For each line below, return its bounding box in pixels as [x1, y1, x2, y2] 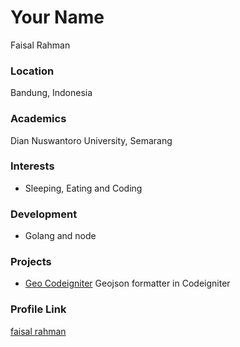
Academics [10, 112, 67, 126]
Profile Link [10, 302, 67, 316]
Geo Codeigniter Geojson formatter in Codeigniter [24, 277, 231, 290]
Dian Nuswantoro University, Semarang [10, 134, 173, 146]
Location [10, 64, 55, 78]
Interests [10, 159, 55, 173]
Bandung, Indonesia [10, 87, 93, 99]
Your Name [10, 6, 105, 29]
